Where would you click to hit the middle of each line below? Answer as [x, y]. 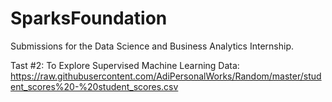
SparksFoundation [89, 18]
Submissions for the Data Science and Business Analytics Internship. [152, 46]
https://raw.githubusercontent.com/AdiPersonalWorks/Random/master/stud [166, 76]
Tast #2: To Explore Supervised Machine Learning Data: [125, 65]
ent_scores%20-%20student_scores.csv [94, 86]
